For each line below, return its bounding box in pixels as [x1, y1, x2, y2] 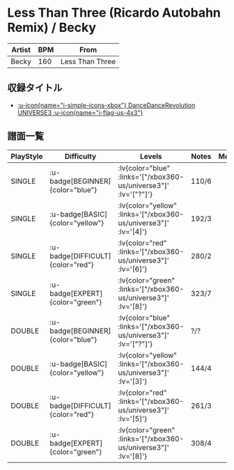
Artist [11, 45, 31, 54]
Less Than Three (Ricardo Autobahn [7, 5, 221, 21]
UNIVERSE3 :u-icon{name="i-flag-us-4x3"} [17, 108, 143, 116]
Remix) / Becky [7, 19, 96, 36]
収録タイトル [7, 82, 63, 94]
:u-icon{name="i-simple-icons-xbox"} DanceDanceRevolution [17, 101, 196, 109]
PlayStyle [10, 151, 43, 161]
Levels [139, 151, 162, 161]
